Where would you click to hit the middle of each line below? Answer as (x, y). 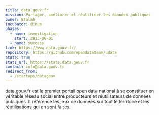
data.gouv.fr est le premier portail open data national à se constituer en (80, 91)
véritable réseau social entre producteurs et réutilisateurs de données (78, 96)
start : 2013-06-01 (34, 39)
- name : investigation (34, 34)
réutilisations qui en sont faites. (38, 107)
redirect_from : (21, 72)
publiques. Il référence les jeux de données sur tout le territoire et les (77, 101)
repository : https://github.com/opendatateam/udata (61, 52)
